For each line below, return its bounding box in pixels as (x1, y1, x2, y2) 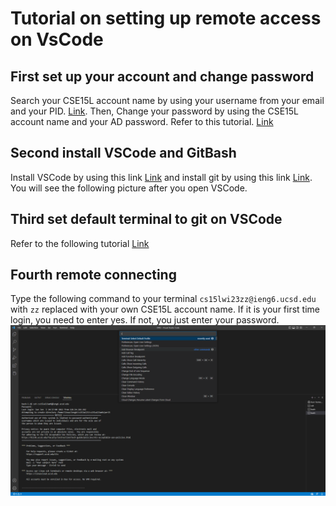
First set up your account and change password (10, 68, 315, 85)
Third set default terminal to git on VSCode (10, 211, 283, 228)
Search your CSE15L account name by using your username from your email (10, 95, 325, 106)
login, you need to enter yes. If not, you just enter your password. (10, 314, 280, 326)
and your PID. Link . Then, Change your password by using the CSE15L (10, 105, 299, 117)
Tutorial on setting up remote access (10, 7, 322, 30)
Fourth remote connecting (10, 267, 177, 284)
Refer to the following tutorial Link (10, 237, 150, 249)
